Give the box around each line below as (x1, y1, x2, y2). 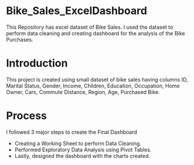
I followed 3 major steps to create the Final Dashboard (6, 128, 138, 136)
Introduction (6, 57, 68, 70)
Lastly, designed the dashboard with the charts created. (14, 152, 150, 159)
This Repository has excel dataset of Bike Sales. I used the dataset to (6, 23, 173, 31)
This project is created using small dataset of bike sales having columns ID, (6, 76, 188, 83)
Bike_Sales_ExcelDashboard (6, 4, 148, 18)
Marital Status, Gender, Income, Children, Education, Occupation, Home (6, 82, 180, 89)
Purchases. (6, 36, 34, 43)
